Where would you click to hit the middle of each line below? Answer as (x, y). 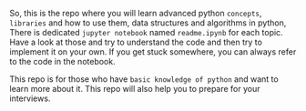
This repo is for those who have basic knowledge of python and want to (144, 79)
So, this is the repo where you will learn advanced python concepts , (136, 13)
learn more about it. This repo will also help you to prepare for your (135, 89)
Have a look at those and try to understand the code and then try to (136, 42)
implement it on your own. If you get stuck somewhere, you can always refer (153, 52)
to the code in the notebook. (62, 61)
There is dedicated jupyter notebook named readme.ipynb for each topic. (147, 32)
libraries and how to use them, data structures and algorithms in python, (148, 23)
